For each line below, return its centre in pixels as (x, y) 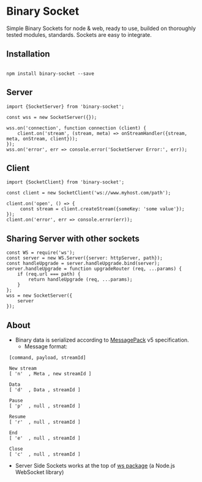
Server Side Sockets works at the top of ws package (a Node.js (95, 465)
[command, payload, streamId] (47, 358)
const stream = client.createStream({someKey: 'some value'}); (102, 209)
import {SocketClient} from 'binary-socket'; (65, 182)
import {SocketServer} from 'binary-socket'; (65, 106)
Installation (28, 54)
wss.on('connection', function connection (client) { (77, 128)
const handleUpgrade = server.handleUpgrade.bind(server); (83, 264)
